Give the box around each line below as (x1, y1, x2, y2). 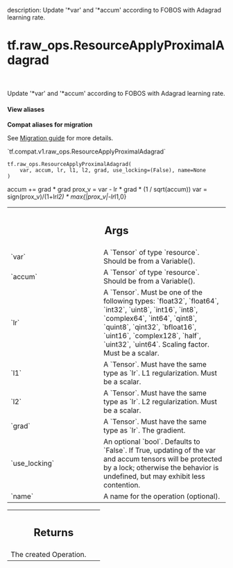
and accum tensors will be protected (103, 454, 223, 464)
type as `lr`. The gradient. (103, 425, 186, 435)
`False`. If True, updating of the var (103, 445, 216, 455)
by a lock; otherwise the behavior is (103, 462, 219, 472)
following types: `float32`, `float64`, (103, 296, 219, 306)
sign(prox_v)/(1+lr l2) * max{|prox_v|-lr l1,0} (7, 192, 127, 201)
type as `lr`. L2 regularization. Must (103, 396, 217, 406)
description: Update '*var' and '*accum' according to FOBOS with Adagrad (7, 6, 222, 14)
